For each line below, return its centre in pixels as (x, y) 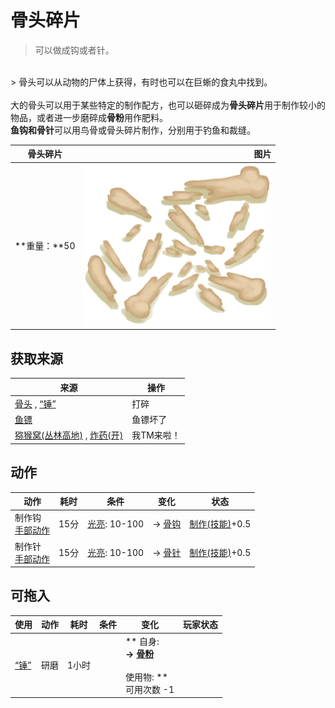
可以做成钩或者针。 (74, 50)
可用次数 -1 (150, 689)
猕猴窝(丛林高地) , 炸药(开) (69, 435)
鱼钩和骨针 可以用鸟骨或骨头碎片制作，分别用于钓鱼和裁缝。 (133, 130)
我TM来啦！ (156, 435)
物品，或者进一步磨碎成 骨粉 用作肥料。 (89, 117)
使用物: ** (146, 677)
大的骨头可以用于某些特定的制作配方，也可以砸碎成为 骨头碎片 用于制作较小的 (168, 105)
